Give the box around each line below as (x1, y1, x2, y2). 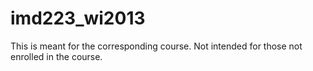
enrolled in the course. (10, 50, 103, 62)
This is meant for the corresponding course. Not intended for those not (10, 40, 303, 52)
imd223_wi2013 (10, 7, 146, 30)
